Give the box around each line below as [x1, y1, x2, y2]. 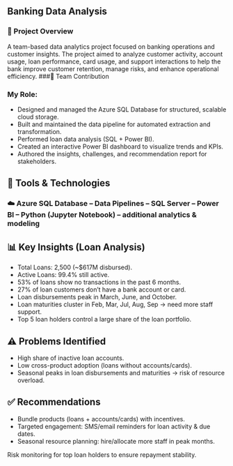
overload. [17, 376, 45, 384]
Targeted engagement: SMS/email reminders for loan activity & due [17, 422, 211, 430]
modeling [7, 219, 40, 229]
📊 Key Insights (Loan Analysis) [7, 241, 145, 253]
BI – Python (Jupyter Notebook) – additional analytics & [7, 210, 197, 220]
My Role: [7, 89, 38, 99]
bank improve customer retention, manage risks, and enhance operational [7, 64, 219, 73]
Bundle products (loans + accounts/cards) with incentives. [17, 414, 186, 423]
